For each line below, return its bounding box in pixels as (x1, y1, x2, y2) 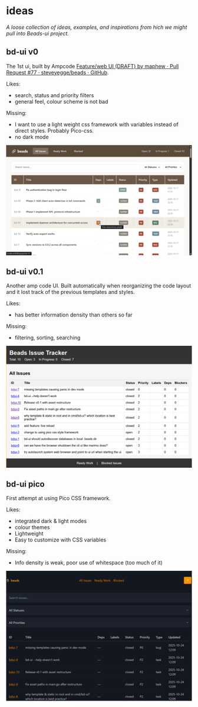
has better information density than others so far (14, 311, 133, 319)
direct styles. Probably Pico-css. (14, 127, 94, 134)
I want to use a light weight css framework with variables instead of (14, 121, 179, 128)
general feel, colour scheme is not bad (14, 98, 108, 105)
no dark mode (14, 133, 49, 140)
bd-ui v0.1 (6, 266, 44, 276)
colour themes (14, 524, 50, 531)
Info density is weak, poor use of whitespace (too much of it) (14, 559, 163, 566)
